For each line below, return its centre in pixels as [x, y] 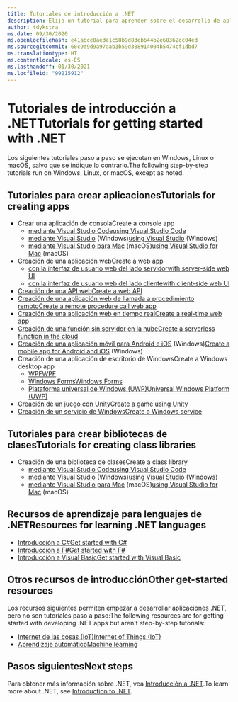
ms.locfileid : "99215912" [45, 73]
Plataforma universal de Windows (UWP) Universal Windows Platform [129, 389]
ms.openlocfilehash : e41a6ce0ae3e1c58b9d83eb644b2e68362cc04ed [103, 40]
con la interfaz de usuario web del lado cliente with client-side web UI [129, 283]
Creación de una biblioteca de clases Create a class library [102, 462]
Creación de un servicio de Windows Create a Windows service [110, 412]
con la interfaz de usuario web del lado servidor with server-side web [129, 268]
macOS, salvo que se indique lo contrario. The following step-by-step [108, 165]
